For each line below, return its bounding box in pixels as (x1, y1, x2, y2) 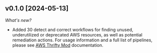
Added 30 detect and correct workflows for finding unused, (12, 27, 134, 33)
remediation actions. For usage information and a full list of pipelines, (12, 37, 153, 43)
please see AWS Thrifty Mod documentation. (12, 42, 103, 48)
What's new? (5, 17, 32, 23)
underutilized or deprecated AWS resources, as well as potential (12, 32, 143, 37)
